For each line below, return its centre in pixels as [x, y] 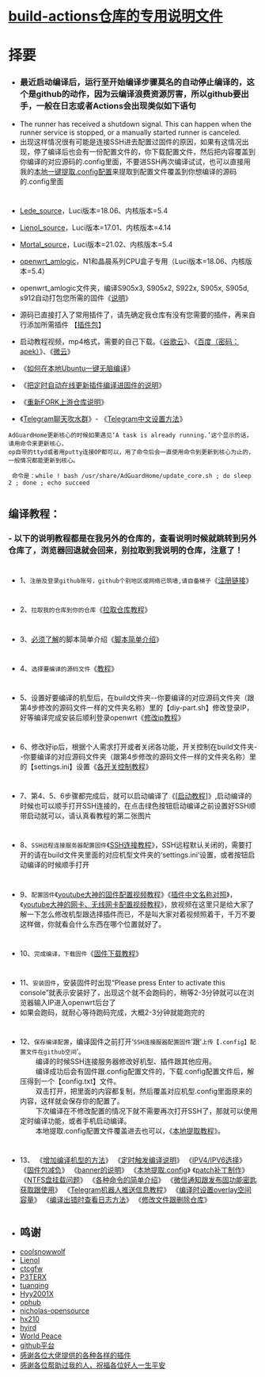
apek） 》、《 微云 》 [47, 351]
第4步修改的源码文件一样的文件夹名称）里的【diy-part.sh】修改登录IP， [136, 707]
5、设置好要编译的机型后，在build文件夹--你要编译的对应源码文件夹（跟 [137, 698]
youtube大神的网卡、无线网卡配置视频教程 [92, 904]
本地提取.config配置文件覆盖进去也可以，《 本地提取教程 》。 [130, 1131]
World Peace [40, 1336]
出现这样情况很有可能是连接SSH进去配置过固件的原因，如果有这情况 [131, 142]
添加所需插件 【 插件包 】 [66, 324]
